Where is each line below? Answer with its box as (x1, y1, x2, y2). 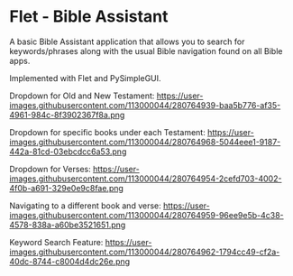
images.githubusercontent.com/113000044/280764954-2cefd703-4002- (9, 173, 282, 184)
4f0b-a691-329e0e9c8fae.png (9, 182, 124, 193)
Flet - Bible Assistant (9, 6, 169, 27)
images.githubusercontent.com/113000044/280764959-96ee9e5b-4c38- (9, 209, 284, 220)
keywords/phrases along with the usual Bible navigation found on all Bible (9, 45, 283, 56)
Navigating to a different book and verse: (9, 200, 162, 211)
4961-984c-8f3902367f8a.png (9, 109, 125, 120)
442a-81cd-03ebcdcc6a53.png (9, 146, 127, 157)
